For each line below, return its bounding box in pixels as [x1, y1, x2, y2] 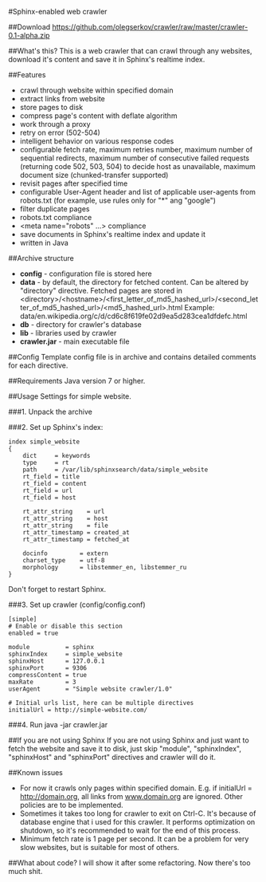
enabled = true [8, 629, 59, 637]
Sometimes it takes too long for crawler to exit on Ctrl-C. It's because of [19, 809, 256, 818]
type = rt [22, 459, 69, 467]
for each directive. [8, 360, 68, 370]
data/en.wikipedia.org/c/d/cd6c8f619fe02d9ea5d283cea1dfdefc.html [19, 311, 248, 321]
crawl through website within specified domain [19, 85, 174, 95]
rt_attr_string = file [22, 522, 109, 530]
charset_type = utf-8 [22, 557, 105, 565]
